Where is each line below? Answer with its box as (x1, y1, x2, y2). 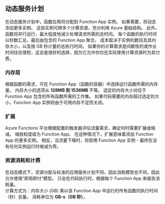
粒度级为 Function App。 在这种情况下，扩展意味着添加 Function (23, 131, 154, 137)
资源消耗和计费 (5, 157, 41, 164)
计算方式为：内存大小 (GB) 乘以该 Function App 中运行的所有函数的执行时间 (5, 187, 158, 193)
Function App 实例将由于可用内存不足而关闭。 (13, 100, 107, 106)
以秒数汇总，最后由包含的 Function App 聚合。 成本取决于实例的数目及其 (5, 37, 152, 43)
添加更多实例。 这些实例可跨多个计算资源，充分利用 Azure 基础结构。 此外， (5, 25, 160, 30)
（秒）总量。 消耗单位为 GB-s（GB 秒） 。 (5, 194, 88, 200)
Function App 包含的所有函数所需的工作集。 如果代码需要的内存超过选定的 (5, 93, 155, 99)
